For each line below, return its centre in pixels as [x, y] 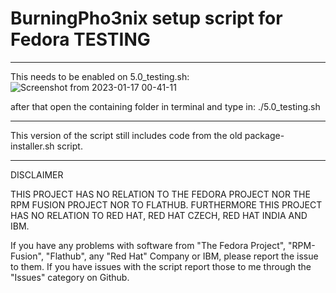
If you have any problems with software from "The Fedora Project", [148, 245]
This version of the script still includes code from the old [126, 135]
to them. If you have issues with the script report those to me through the [161, 266]
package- [264, 135]
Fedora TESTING [80, 39]
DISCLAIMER [37, 174]
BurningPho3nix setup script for [146, 18]
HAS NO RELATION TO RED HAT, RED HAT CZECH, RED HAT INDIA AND [159, 215]
